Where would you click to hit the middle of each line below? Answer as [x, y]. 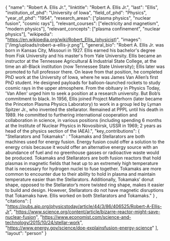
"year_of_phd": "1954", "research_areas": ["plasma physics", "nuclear [78, 18]
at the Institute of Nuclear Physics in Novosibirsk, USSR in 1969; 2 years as [83, 126]
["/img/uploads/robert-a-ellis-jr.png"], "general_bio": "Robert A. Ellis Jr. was [84, 45]
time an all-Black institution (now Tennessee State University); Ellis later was [85, 66]
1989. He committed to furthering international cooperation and [71, 115]
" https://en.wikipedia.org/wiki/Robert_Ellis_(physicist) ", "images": [74, 39]
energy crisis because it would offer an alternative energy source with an [82, 147]
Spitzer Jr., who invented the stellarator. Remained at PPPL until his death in [84, 109]
